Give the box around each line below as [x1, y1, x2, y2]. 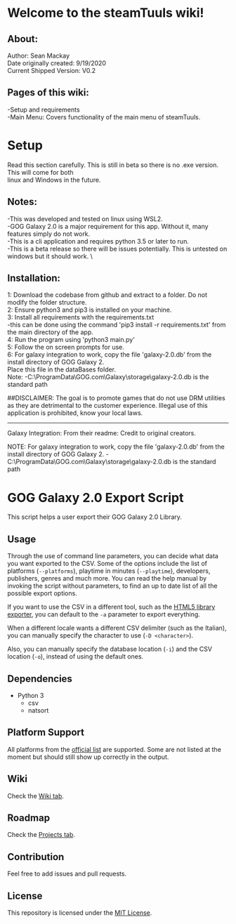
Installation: [7, 272, 61, 284]
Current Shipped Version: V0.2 [7, 67, 96, 74]
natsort [27, 706, 49, 714]
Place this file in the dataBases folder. [7, 365, 117, 374]
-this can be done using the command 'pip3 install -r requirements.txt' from [7, 321, 226, 329]
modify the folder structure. [7, 298, 87, 307]
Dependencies [7, 673, 72, 685]
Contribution [7, 851, 65, 863]
